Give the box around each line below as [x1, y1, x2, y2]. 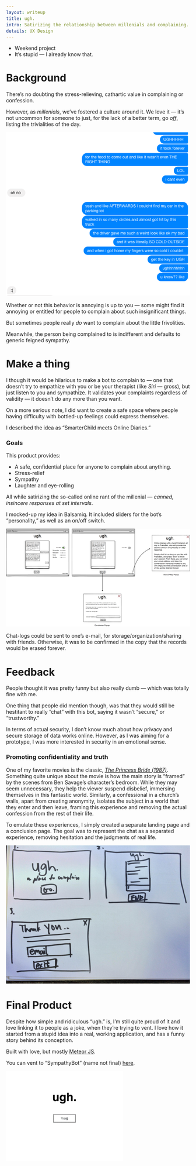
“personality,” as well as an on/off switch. [6, 517, 106, 524]
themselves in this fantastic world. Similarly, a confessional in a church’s [6, 791, 180, 798]
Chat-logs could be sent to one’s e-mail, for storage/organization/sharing [6, 632, 182, 639]
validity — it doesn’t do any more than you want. [6, 395, 123, 402]
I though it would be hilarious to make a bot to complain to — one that [6, 376, 173, 383]
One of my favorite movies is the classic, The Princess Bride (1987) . [6, 766, 169, 773]
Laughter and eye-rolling [14, 482, 74, 489]
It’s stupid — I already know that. [14, 51, 93, 58]
